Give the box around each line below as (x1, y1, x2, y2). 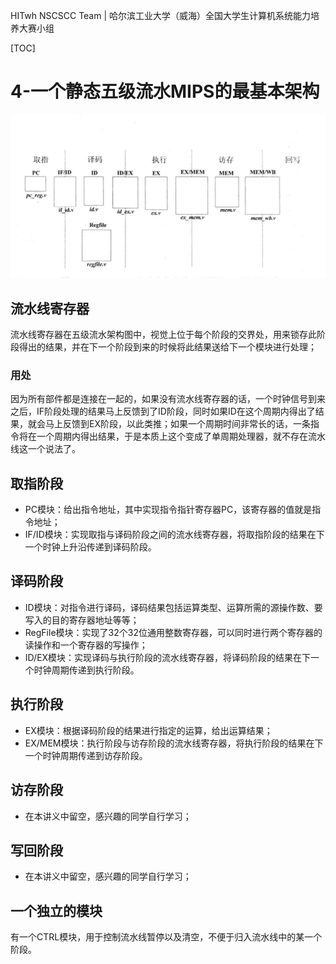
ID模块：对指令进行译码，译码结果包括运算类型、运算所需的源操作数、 (24, 601, 315, 613)
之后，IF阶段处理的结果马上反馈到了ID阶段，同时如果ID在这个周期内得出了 (10, 405, 316, 418)
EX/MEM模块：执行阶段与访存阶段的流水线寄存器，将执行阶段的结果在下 (24, 737, 324, 749)
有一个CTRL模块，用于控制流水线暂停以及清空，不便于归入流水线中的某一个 (10, 931, 323, 943)
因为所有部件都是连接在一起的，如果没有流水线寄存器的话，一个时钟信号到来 (10, 393, 326, 405)
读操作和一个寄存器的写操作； (24, 639, 148, 651)
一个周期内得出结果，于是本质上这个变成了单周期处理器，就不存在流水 (36, 430, 326, 443)
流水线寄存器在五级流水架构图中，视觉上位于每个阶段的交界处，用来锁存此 (10, 328, 317, 340)
